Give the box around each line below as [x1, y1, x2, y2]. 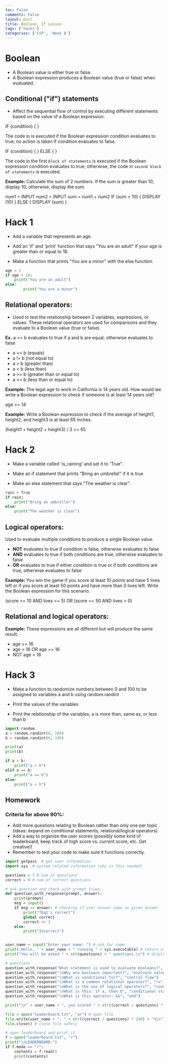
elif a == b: [5, 768, 33, 773]
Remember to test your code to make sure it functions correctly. [12, 849, 145, 856]
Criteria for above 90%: [5, 811, 64, 818]
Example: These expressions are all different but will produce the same [5, 625, 153, 631]
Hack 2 [5, 444, 35, 456]
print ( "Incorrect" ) [23, 929, 64, 934]
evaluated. [12, 80, 35, 86]
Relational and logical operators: [5, 612, 109, 621]
